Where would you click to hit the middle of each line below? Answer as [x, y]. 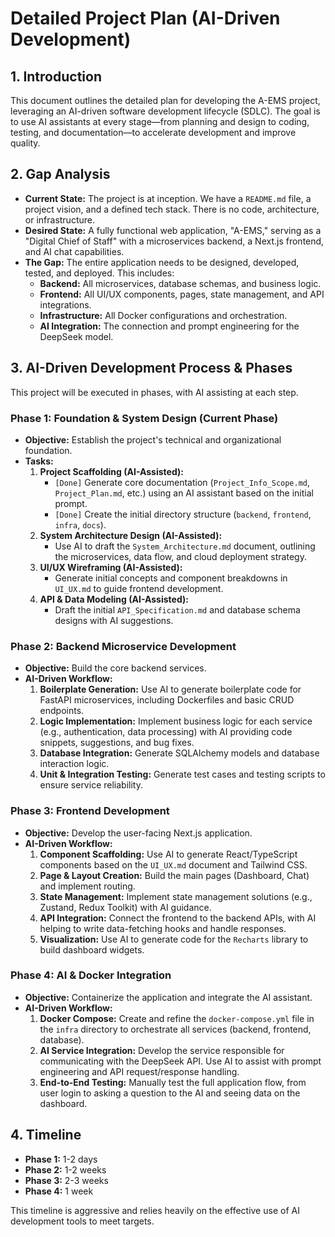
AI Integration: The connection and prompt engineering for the [169, 326]
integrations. [65, 304]
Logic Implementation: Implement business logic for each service [176, 721]
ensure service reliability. [91, 785]
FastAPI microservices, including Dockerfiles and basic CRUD [167, 700]
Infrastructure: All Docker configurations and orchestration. [163, 315]
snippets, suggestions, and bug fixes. [117, 743]
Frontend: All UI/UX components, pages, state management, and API [182, 294]
